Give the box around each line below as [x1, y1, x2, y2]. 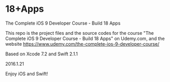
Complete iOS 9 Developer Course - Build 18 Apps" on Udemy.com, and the [5, 35, 165, 42]
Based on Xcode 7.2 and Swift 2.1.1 [5, 51, 78, 57]
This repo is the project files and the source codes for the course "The [5, 30, 154, 36]
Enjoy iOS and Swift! [5, 70, 48, 77]
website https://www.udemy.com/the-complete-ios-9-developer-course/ [5, 40, 160, 47]
